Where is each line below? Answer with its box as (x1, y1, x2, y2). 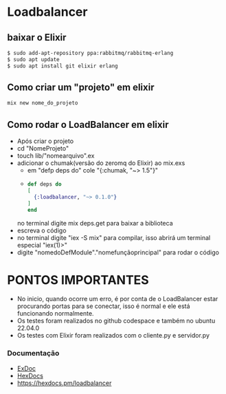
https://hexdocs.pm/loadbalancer (16, 379, 112, 387)
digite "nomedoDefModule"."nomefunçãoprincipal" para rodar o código (16, 248, 220, 256)
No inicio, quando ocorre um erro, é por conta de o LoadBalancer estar (16, 295, 218, 303)
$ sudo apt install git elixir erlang (7, 63, 118, 69)
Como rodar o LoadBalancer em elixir (7, 118, 169, 131)
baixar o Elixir (7, 32, 67, 43)
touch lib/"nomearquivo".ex (16, 152, 95, 160)
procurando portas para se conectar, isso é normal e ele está (16, 302, 190, 310)
